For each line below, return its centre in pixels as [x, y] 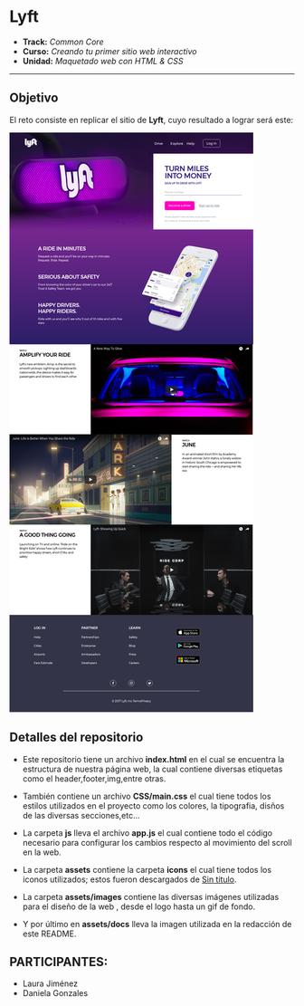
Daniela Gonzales [55, 993]
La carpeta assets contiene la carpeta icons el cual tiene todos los [147, 869]
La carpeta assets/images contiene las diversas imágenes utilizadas [151, 896]
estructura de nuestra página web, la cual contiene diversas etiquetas [152, 769]
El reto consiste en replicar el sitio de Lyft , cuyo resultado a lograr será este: [152, 120]
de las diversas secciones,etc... [81, 815]
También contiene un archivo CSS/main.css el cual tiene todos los [147, 796]
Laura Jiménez [50, 983]
